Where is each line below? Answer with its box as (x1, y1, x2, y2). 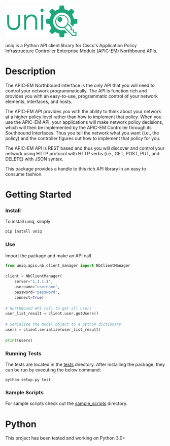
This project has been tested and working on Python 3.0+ (5, 435, 126, 441)
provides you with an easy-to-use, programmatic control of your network (5, 93, 158, 99)
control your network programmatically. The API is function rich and (5, 87, 147, 94)
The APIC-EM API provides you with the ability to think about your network (5, 108, 161, 114)
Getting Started (5, 189, 72, 200)
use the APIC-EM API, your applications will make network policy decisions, (5, 119, 163, 125)
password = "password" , (14, 290, 60, 295)
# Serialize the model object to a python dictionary (5, 322, 122, 327)
